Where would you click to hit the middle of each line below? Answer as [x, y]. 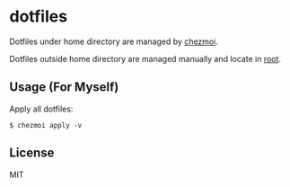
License [32, 153]
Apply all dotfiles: [41, 109]
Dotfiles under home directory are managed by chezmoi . [114, 41]
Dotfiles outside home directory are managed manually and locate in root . [145, 58]
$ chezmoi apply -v [46, 125]
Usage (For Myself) [64, 87]
